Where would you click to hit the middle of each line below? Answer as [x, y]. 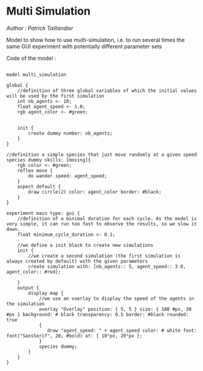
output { [28, 288]
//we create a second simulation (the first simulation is [105, 256]
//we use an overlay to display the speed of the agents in [116, 299]
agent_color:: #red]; [34, 272]
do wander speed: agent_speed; [68, 176]
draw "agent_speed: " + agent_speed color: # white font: [122, 330]
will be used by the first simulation [55, 96]
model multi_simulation [36, 74]
